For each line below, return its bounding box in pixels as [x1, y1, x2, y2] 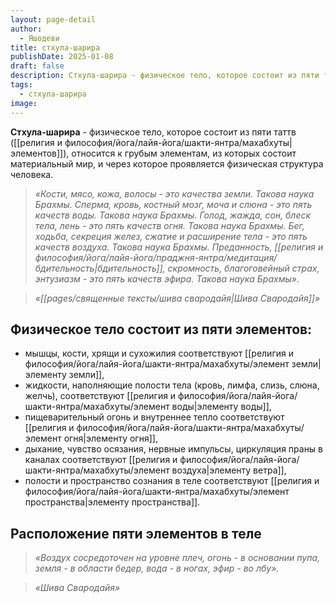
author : [10, 24, 43, 34]
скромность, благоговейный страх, [167, 262, 320, 274]
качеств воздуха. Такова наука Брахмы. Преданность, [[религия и [34, 241, 324, 253]
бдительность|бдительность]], [34, 262, 166, 274]
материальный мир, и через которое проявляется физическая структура [10, 157, 324, 170]
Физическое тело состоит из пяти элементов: [10, 321, 313, 338]
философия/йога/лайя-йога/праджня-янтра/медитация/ [34, 251, 278, 263]
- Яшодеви [19, 33, 60, 43]
